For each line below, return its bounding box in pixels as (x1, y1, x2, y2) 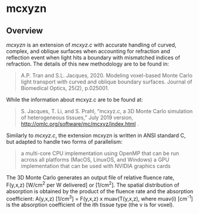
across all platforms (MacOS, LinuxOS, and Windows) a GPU (20, 156, 170, 163)
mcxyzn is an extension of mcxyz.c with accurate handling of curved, (6, 41, 177, 48)
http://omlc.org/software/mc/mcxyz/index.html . (20, 120, 139, 127)
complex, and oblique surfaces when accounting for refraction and (6, 48, 170, 55)
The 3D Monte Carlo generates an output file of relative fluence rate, (6, 174, 175, 181)
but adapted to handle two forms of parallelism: (6, 138, 123, 145)
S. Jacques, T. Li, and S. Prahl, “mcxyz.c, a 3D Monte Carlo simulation (20, 108, 193, 114)
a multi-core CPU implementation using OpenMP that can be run (20, 150, 179, 157)
